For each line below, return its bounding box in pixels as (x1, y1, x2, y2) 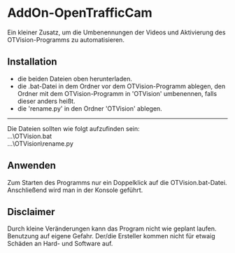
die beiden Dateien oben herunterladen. (17, 74, 133, 83)
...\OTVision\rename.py (7, 139, 73, 148)
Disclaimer (7, 205, 55, 218)
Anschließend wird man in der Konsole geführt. (7, 186, 143, 194)
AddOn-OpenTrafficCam (7, 5, 152, 21)
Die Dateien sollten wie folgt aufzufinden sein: (7, 124, 140, 132)
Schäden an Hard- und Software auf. (7, 240, 113, 248)
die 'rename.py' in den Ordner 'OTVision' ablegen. (17, 104, 162, 113)
